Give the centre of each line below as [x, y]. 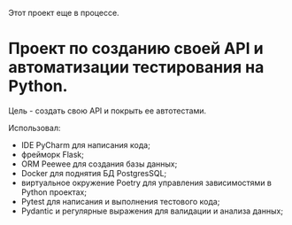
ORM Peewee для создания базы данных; [99, 164]
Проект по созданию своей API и [136, 49]
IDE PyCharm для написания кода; [86, 144]
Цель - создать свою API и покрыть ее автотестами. [108, 111]
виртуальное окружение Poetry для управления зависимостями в [146, 182]
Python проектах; [54, 192]
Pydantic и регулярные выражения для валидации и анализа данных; [152, 211]
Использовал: [35, 128]
